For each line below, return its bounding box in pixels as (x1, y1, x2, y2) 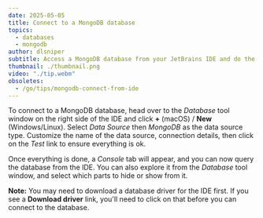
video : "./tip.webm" (8, 70, 76, 78)
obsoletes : (8, 77, 44, 85)
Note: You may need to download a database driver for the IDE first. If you (8, 186, 250, 196)
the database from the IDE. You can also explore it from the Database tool (8, 162, 248, 173)
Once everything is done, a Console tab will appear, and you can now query (8, 154, 254, 164)
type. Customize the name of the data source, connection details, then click (8, 131, 254, 140)
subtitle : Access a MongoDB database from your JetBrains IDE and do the (8, 56, 256, 64)
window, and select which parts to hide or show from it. (8, 171, 188, 180)
